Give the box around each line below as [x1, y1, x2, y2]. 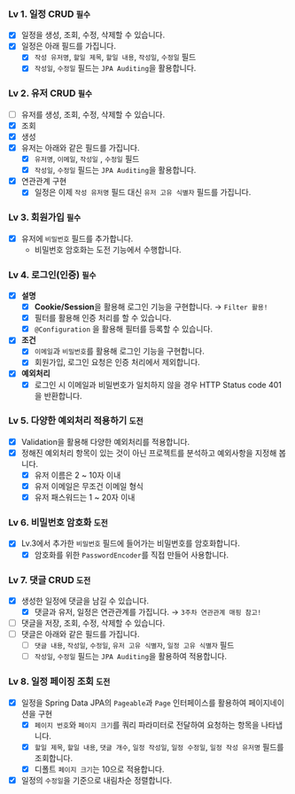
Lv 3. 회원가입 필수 [8, 211, 82, 223]
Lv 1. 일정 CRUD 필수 [8, 7, 90, 19]
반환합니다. [43, 390, 82, 401]
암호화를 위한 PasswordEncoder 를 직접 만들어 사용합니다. [34, 549, 229, 560]
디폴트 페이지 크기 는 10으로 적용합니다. [34, 764, 165, 775]
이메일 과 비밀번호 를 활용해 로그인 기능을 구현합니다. [34, 346, 205, 356]
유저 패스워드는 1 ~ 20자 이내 [34, 492, 136, 502]
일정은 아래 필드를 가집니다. [20, 41, 117, 51]
